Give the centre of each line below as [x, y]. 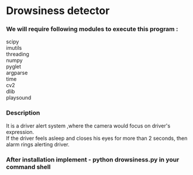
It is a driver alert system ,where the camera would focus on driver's [88, 126]
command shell [28, 167]
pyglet [14, 67]
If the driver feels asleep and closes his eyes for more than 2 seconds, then [97, 138]
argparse [17, 73]
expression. [20, 132]
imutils [14, 48]
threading [18, 54]
